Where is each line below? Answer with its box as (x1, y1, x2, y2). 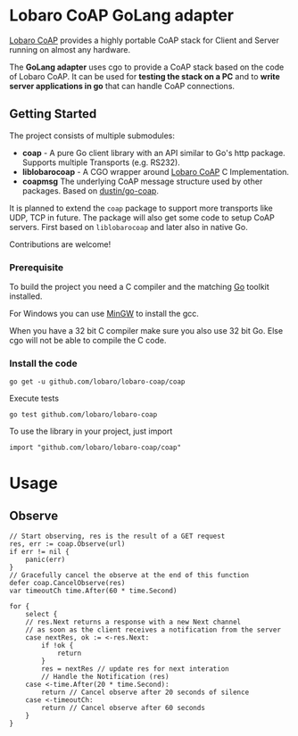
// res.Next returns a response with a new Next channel (25, 617, 242, 627)
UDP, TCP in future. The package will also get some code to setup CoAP (9, 211, 275, 223)
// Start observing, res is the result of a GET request (9, 532, 226, 541)
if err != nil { (9, 548, 70, 557)
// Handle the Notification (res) (41, 673, 170, 682)
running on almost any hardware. (9, 44, 131, 54)
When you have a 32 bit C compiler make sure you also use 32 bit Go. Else (9, 326, 284, 336)
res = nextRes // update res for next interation (41, 665, 229, 674)
